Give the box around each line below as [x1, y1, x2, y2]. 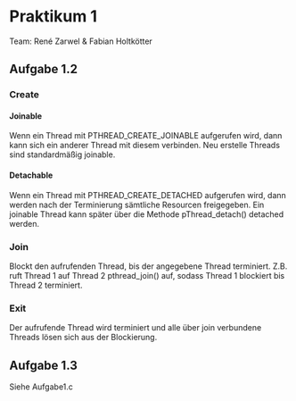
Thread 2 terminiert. [9, 280, 83, 290]
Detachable [9, 170, 53, 180]
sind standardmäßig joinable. [9, 149, 116, 160]
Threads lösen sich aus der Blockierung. [9, 332, 158, 343]
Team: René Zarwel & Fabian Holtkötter [9, 36, 153, 46]
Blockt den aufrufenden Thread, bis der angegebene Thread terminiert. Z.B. [9, 261, 288, 272]
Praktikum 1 [9, 6, 98, 27]
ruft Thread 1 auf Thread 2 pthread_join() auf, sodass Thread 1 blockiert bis [9, 270, 285, 280]
